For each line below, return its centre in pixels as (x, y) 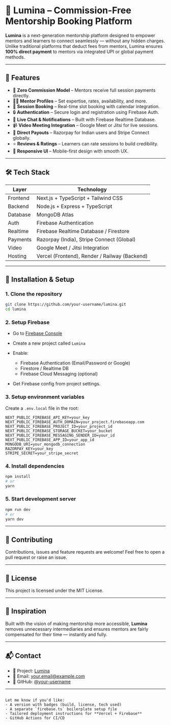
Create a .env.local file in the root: (42, 408)
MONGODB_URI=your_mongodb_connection (45, 444)
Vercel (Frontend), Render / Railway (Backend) (92, 256)
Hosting (17, 256)
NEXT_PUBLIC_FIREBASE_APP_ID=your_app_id (50, 440)
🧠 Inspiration (26, 611)
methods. (15, 57)
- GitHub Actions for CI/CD (35, 718)
